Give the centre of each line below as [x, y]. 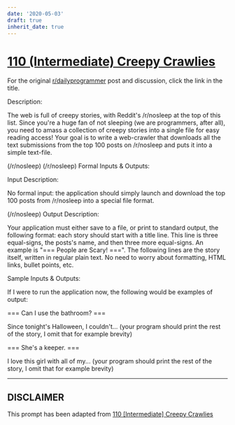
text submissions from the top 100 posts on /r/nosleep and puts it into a [110, 145]
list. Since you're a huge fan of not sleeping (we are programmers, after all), [116, 123]
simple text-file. [30, 153]
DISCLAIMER [36, 397]
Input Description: [33, 180]
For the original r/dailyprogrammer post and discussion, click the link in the [115, 81]
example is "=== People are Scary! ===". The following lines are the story [114, 250]
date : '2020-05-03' [36, 14]
